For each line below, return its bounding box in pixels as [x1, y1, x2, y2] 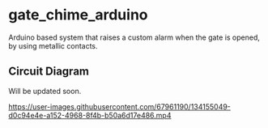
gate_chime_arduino [8, 6, 148, 24]
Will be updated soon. [8, 86, 82, 96]
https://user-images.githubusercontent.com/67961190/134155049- [8, 101, 231, 111]
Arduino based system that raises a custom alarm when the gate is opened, [8, 32, 261, 42]
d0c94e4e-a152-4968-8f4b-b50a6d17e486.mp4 [8, 110, 172, 120]
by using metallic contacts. [8, 41, 99, 50]
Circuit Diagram [8, 65, 89, 79]
